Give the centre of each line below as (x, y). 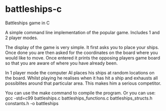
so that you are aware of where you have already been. (61, 63)
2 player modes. (22, 38)
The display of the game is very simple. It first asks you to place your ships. (82, 47)
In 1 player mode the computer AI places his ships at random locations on (80, 72)
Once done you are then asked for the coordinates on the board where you (82, 53)
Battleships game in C (28, 23)
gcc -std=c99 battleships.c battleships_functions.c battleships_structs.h (79, 98)
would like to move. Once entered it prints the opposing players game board (83, 57)
